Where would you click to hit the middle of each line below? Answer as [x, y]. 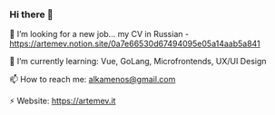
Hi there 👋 [32, 14]
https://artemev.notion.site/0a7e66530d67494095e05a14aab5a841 [135, 43]
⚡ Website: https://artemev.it [63, 101]
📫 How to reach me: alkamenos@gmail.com [93, 80]
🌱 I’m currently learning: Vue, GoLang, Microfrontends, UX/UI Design [138, 62]
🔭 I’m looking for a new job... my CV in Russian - [99, 34]
